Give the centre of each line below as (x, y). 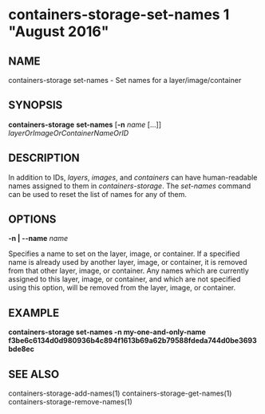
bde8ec (21, 349)
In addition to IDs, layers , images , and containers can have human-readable (133, 177)
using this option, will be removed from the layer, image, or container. (122, 288)
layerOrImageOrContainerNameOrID (69, 132)
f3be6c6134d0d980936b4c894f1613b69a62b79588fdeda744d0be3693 (132, 341)
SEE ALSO (34, 374)
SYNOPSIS (36, 105)
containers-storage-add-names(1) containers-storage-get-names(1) (120, 393)
